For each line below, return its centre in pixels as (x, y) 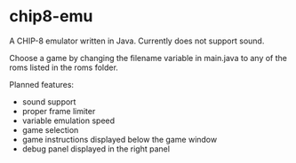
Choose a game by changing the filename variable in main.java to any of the (148, 58)
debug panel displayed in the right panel (96, 149)
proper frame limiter (59, 111)
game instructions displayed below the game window (120, 139)
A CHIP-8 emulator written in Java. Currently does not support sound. (137, 41)
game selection (50, 129)
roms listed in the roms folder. (64, 67)
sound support (49, 101)
